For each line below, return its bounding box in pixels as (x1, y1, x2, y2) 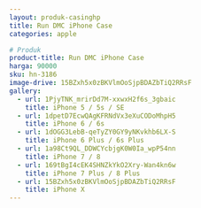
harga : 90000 (9, 62, 58, 71)
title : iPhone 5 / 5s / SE (25, 103, 125, 112)
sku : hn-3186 (9, 70, 58, 80)
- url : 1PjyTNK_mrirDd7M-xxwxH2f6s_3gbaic (17, 95, 176, 104)
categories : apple (9, 29, 77, 38)
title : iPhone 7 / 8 (25, 152, 101, 161)
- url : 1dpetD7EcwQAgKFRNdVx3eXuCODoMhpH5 (17, 112, 176, 120)
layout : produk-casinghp (9, 12, 101, 22)
